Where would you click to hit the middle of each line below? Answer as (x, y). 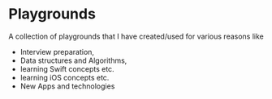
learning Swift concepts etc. (67, 68)
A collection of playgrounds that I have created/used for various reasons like (136, 36)
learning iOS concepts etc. (65, 77)
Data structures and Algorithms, (73, 60)
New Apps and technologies (67, 86)
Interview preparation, (57, 52)
